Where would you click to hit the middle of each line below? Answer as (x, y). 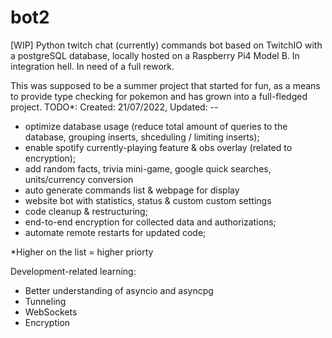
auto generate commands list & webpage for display (132, 190)
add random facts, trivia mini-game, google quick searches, (148, 168)
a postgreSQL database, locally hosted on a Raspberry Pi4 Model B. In (155, 55)
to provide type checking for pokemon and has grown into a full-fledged (159, 96)
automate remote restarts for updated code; (115, 232)
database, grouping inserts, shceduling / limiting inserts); (142, 137)
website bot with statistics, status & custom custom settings (148, 200)
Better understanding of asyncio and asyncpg (119, 290)
